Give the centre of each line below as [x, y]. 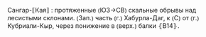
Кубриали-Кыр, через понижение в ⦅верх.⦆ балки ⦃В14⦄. [93, 26]
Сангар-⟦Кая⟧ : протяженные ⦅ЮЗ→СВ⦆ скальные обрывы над [102, 10]
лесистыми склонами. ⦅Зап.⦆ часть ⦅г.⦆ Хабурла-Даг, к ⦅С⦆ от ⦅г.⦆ [103, 18]
